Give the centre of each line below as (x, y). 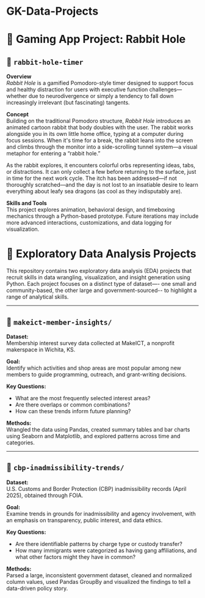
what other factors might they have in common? (75, 557)
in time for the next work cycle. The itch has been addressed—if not (92, 178)
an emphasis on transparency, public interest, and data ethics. (85, 520)
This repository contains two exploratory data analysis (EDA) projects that (99, 271)
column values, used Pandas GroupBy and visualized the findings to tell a (99, 581)
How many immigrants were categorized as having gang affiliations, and (106, 550)
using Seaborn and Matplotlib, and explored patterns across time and (93, 436)
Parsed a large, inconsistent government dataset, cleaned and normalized (99, 575)
